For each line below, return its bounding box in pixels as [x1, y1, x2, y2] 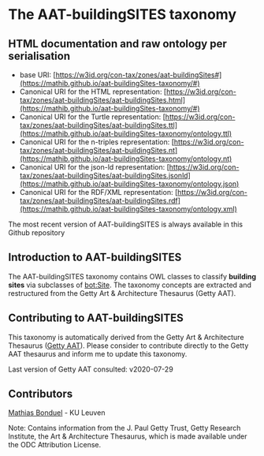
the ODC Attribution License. [8, 440, 102, 450]
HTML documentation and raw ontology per [8, 37, 227, 50]
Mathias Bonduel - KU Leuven [8, 408, 106, 417]
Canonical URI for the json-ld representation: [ [19, 163, 169, 171]
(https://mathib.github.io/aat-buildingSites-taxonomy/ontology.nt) [19, 154, 232, 163]
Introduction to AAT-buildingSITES [8, 251, 182, 264]
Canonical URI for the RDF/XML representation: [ [19, 188, 178, 196]
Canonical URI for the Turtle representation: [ [19, 112, 165, 121]
